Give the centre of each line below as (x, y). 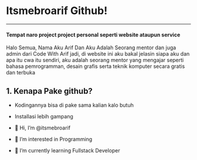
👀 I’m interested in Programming (53, 139)
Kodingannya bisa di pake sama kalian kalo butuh (74, 105)
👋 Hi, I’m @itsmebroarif (43, 128)
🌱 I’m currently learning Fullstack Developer (67, 150)
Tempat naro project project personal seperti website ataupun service (93, 35)
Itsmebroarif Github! (57, 11)
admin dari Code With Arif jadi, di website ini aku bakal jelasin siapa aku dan (98, 54)
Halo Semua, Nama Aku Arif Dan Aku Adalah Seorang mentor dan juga (91, 47)
